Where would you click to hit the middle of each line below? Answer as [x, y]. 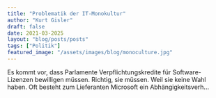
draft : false [26, 26]
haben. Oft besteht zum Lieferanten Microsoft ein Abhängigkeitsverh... [108, 87]
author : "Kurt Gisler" [40, 20]
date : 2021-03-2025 [36, 33]
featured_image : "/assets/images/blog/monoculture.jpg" [90, 53]
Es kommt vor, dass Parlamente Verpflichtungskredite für [89, 72]
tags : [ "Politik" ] [34, 46]
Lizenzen [20, 79]
